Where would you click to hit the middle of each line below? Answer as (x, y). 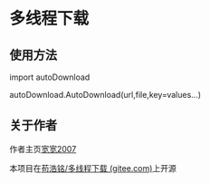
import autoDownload (50, 77)
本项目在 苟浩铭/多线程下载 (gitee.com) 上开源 (93, 168)
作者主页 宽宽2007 (43, 149)
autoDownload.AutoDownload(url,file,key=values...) (105, 95)
